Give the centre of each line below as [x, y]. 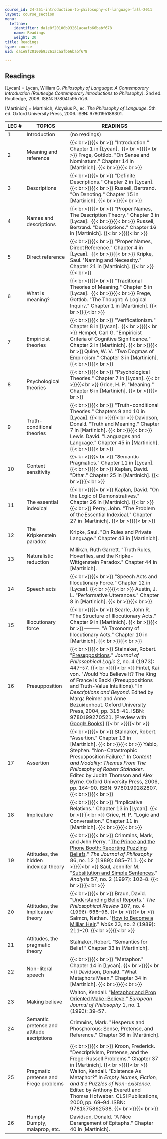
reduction [38, 562]
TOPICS [46, 126]
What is [36, 293]
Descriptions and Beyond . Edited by [111, 692]
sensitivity [39, 472]
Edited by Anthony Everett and [105, 1090]
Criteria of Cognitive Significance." [110, 339]
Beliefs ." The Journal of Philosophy [111, 854]
